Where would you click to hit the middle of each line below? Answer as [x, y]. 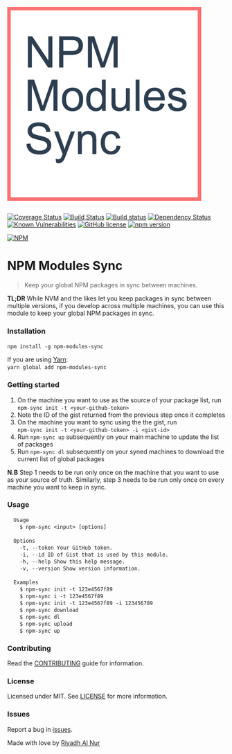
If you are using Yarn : [38, 359]
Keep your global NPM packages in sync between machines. [111, 285]
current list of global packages [61, 459]
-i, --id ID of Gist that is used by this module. [94, 555]
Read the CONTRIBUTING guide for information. [75, 663]
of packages [35, 444]
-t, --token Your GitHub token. [66, 548]
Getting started [34, 385]
